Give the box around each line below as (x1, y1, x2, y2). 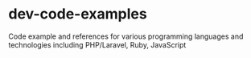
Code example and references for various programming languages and (8, 31, 244, 41)
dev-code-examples (8, 5, 147, 23)
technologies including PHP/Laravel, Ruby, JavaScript (8, 39, 187, 49)
